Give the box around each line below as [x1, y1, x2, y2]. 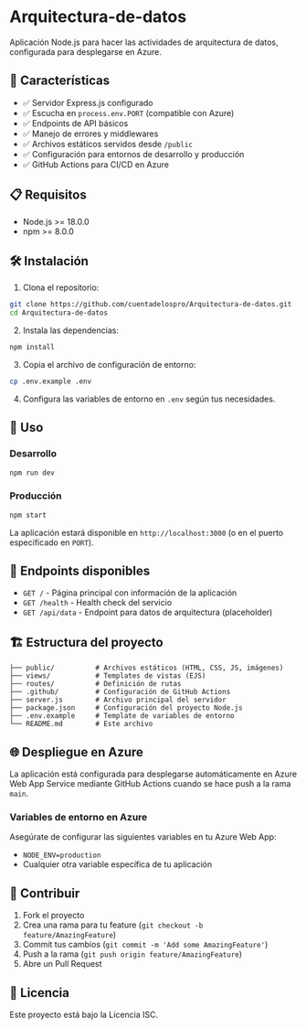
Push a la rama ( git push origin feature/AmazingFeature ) [22, 949, 243, 959]
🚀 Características [9, 73, 111, 89]
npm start [9, 510, 47, 520]
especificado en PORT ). [9, 537, 94, 548]
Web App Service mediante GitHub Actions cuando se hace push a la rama [9, 778, 291, 789]
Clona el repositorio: [22, 282, 100, 294]
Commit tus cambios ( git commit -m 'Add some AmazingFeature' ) [22, 939, 269, 950]
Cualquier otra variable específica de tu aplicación [22, 859, 213, 870]
